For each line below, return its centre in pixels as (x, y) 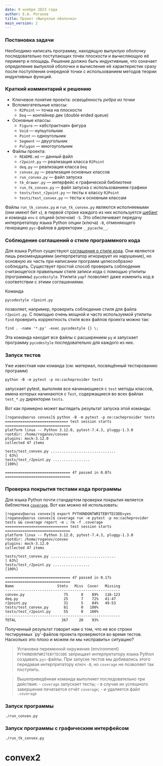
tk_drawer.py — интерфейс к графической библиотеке (75, 182)
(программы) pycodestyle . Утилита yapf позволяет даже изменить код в (80, 277)
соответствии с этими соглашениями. (45, 282)
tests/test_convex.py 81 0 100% (52, 607)
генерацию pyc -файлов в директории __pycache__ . (57, 228)
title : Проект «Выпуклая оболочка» (41, 18)
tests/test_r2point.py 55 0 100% (52, 612)
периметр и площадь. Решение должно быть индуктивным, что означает (81, 61)
